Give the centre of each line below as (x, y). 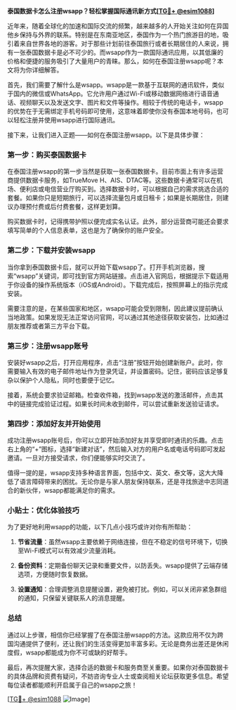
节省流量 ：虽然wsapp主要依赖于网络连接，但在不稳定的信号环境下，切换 (123, 542)
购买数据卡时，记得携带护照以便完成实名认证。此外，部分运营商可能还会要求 (118, 221)
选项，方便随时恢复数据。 (54, 574)
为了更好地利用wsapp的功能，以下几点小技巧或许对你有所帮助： (100, 527)
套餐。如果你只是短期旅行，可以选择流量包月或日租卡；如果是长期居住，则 (115, 198)
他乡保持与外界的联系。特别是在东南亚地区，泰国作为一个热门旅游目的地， (115, 35)
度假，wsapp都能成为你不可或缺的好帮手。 (69, 652)
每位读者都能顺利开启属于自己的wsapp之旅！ (72, 685)
